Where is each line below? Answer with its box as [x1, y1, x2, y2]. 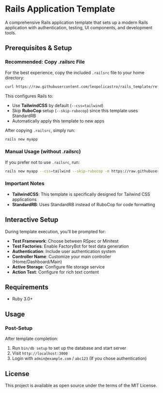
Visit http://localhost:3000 [12, 350, 68, 356]
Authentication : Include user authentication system [12, 248, 116, 254]
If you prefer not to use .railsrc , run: [5, 159, 80, 165]
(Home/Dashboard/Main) [12, 259, 62, 265]
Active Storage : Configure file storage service [12, 264, 105, 269]
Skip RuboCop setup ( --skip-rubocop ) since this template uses [12, 107, 138, 113]
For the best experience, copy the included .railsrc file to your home [5, 70, 145, 75]
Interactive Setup [5, 215, 59, 224]
